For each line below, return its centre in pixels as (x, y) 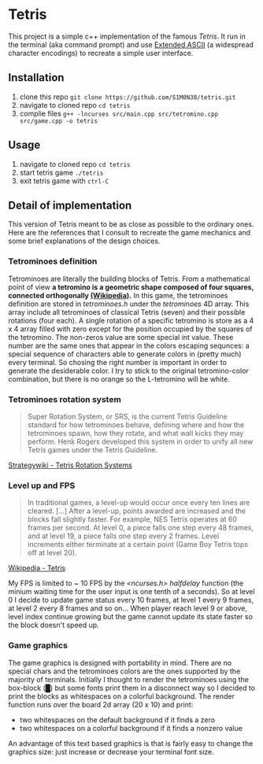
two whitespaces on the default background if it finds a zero (117, 720)
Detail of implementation (70, 205)
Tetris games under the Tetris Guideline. (93, 449)
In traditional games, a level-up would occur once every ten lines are (139, 503)
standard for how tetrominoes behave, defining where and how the (136, 424)
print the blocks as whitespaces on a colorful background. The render (121, 696)
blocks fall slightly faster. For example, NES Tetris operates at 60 (132, 519)
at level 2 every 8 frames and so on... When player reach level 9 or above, (128, 608)
